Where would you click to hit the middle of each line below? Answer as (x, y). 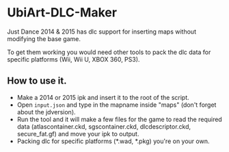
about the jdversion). (46, 112)
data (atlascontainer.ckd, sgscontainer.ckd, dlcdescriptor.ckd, (104, 126)
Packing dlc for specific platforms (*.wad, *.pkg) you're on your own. (113, 141)
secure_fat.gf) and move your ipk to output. (78, 134)
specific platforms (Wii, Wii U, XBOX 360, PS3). (73, 59)
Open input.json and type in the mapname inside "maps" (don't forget (117, 105)
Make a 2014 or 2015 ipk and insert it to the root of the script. (103, 97)
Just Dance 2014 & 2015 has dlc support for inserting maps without (102, 31)
